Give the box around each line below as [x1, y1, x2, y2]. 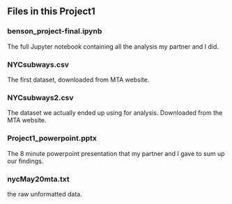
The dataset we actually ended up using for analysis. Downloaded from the [7, 109, 223, 117]
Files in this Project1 [7, 6, 95, 17]
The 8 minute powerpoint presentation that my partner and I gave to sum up [7, 149, 225, 157]
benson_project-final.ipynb [7, 26, 102, 36]
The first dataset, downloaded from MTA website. [7, 75, 150, 84]
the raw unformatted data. [7, 189, 82, 198]
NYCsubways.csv [7, 59, 70, 69]
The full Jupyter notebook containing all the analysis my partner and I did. [7, 42, 219, 51]
